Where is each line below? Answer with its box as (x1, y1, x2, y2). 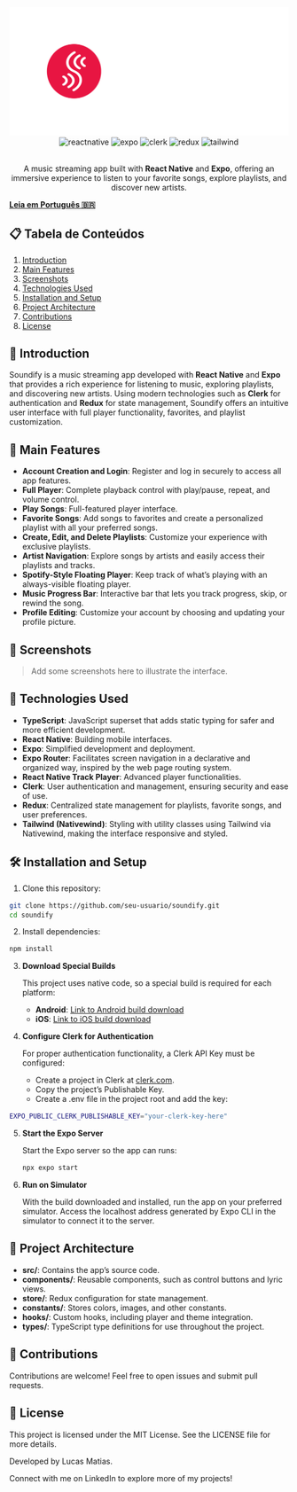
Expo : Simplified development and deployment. (21, 743, 196, 754)
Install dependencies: (21, 926, 101, 937)
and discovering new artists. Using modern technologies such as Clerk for (9, 388, 281, 399)
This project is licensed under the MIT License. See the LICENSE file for (9, 1429, 271, 1440)
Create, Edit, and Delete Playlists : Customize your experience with (21, 532, 268, 543)
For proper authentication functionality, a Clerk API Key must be (21, 1048, 255, 1059)
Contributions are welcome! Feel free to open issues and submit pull (9, 1371, 259, 1381)
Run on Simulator (21, 1180, 88, 1191)
